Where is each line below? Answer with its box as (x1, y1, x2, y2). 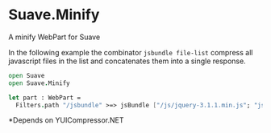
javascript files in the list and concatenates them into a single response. (8, 56, 246, 66)
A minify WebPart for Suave (8, 32, 101, 42)
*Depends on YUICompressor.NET (8, 115, 124, 125)
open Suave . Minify (8, 79, 70, 87)
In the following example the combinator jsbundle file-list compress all (8, 47, 253, 57)
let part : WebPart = (8, 94, 81, 102)
